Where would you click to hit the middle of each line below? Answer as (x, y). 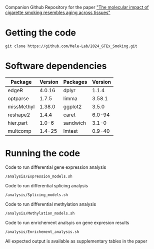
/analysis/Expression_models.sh (39, 176)
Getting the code (41, 33)
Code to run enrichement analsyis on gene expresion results (67, 222)
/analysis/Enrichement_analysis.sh (42, 232)
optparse (18, 98)
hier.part (18, 123)
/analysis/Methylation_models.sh (40, 213)
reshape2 (19, 115)
